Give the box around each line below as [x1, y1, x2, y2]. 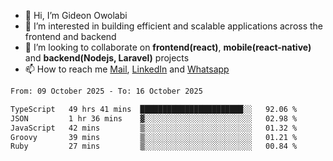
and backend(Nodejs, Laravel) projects [24, 52, 190, 64]
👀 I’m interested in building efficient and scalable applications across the [24, 20, 324, 32]
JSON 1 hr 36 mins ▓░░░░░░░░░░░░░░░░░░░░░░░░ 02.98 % [10, 113, 298, 124]
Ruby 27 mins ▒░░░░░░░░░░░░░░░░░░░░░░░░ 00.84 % [10, 141, 298, 152]
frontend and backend [24, 31, 117, 42]
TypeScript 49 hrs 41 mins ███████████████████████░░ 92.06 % [10, 104, 298, 114]
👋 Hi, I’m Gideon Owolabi [24, 10, 128, 21]
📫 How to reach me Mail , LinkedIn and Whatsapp [24, 63, 230, 75]
